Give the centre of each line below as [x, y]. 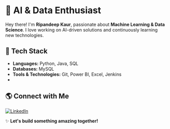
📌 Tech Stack [26, 51]
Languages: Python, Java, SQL [46, 63]
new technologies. [25, 35]
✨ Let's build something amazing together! [52, 121]
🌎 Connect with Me [37, 96]
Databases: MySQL [33, 69]
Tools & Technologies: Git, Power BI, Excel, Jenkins [67, 74]
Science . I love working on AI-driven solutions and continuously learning [81, 29]
